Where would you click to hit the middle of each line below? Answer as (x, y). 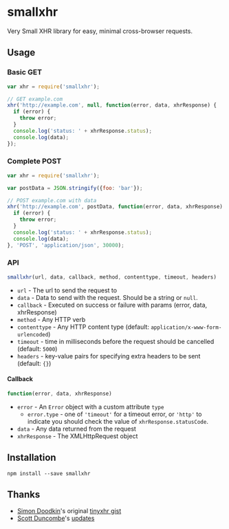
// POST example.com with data (52, 200)
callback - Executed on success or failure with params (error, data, (112, 305)
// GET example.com (35, 99)
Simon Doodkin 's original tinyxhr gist (69, 511)
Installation (32, 458)
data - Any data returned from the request (76, 429)
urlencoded (33, 334)
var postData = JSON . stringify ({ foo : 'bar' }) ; (75, 188)
